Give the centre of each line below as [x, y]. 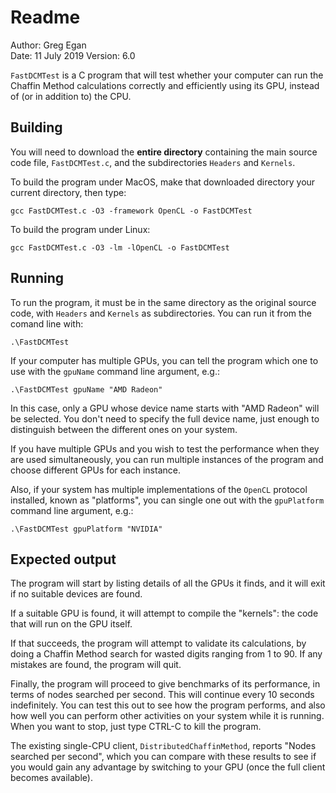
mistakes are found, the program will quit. [96, 665]
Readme [45, 17]
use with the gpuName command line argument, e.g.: [115, 371]
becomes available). [51, 778]
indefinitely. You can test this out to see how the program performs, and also [168, 705]
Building [36, 127]
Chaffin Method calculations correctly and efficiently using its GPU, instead [165, 85]
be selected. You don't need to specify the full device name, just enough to [165, 418]
